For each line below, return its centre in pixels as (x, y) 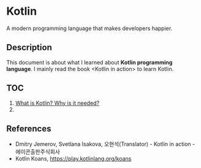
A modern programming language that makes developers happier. (89, 28)
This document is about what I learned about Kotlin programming (89, 62)
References (29, 128)
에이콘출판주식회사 (37, 152)
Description (29, 48)
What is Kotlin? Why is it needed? (57, 103)
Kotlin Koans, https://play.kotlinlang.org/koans (73, 159)
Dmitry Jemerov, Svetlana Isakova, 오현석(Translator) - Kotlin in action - (105, 144)
